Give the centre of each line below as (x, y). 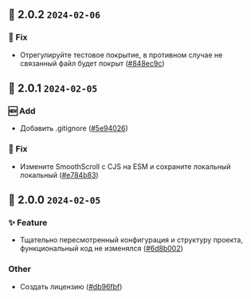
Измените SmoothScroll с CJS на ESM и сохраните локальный (125, 166)
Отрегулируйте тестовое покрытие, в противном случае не (121, 55)
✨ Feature (28, 222)
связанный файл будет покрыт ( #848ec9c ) (92, 63)
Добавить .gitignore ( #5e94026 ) (74, 128)
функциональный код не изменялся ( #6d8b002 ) (101, 249)
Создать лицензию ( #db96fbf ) (71, 286)
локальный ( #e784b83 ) (59, 175)
